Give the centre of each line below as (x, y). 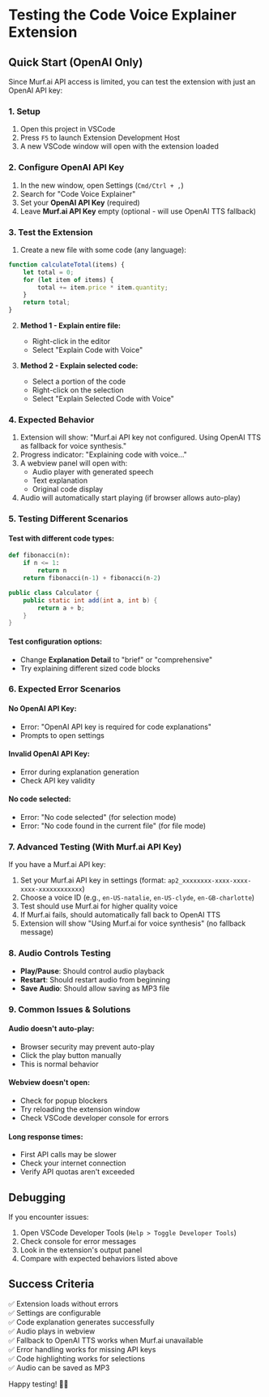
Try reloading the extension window (80, 1109)
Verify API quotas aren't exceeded (77, 1172)
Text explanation (60, 480)
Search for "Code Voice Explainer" (78, 193)
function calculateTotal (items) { (67, 265)
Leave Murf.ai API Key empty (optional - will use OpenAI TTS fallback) (138, 211)
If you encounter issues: (49, 1217)
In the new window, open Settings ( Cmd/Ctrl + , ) (102, 185)
